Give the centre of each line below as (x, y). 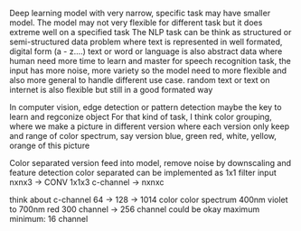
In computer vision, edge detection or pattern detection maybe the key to (146, 107)
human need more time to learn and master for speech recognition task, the (150, 61)
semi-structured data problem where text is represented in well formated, (146, 42)
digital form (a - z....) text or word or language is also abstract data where (146, 51)
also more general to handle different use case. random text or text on (140, 80)
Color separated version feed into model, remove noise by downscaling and (150, 163)
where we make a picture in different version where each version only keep (150, 126)
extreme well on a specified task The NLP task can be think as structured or (150, 32)
